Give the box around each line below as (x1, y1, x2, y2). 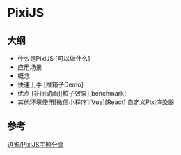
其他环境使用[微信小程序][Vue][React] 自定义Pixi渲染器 (17, 98, 175, 106)
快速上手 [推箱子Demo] (17, 80, 84, 89)
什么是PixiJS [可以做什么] (17, 54, 90, 62)
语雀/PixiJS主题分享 (7, 140, 64, 148)
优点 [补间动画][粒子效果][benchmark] (17, 89, 127, 97)
